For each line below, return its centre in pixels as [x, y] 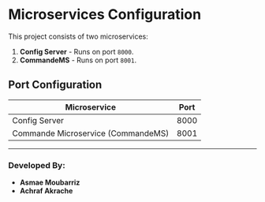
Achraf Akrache [46, 191]
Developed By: [37, 165]
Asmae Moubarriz [50, 182]
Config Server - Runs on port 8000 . [77, 51]
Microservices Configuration [105, 15]
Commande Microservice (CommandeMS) [91, 133]
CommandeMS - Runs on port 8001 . [78, 60]
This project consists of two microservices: [78, 36]
